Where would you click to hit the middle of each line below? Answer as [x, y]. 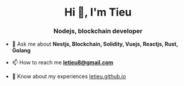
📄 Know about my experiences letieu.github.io [69, 76]
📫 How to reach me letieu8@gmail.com [63, 63]
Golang [21, 51]
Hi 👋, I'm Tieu [98, 12]
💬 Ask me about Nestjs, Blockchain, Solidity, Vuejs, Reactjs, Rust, [95, 44]
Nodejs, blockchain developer [98, 31]
